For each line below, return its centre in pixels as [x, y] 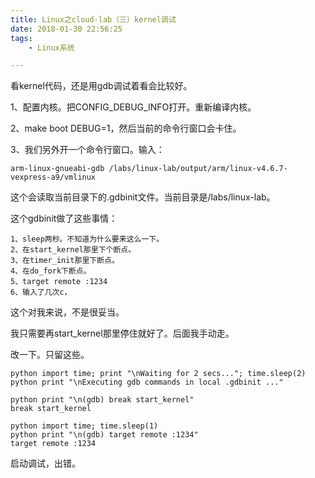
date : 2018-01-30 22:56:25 [66, 29]
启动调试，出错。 [45, 463]
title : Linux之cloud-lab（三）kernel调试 [93, 19]
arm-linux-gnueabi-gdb [57, 169]
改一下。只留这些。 [50, 355]
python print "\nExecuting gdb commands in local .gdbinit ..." [147, 382]
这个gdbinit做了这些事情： [64, 218]
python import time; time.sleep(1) [84, 426]
